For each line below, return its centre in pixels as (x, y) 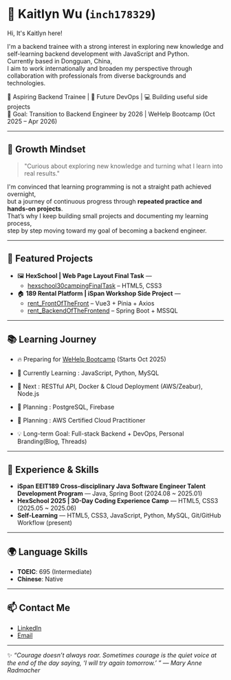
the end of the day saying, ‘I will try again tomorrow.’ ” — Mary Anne (104, 663)
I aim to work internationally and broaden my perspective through (100, 68)
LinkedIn (29, 628)
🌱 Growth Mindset (46, 150)
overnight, (22, 194)
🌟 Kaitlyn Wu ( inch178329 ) (81, 14)
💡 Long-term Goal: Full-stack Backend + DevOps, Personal (100, 434)
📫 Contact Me (39, 608)
